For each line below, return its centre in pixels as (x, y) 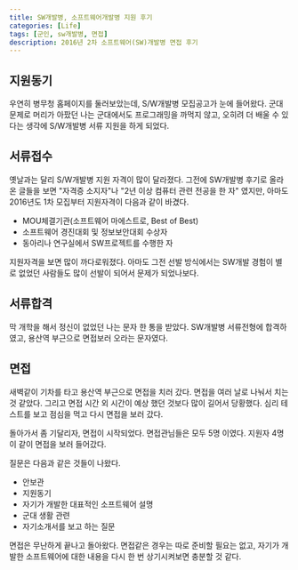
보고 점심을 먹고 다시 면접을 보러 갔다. (98, 413)
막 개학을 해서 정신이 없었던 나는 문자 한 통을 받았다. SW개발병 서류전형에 (137, 326)
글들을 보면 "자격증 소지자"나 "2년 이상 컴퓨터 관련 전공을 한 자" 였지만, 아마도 (153, 190)
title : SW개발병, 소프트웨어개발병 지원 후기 (81, 17)
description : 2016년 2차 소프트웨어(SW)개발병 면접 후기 (104, 42)
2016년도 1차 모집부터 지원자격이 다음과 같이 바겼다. (99, 202)
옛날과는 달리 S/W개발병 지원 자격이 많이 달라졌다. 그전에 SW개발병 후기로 (138, 180)
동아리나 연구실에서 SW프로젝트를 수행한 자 (97, 243)
